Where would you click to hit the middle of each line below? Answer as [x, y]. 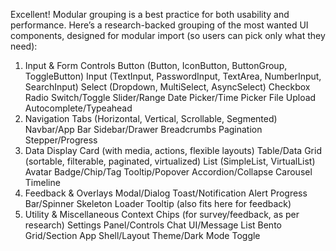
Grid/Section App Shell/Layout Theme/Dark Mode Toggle [142, 235]
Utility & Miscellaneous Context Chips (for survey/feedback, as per [162, 214]
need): [24, 46]
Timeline [42, 182]
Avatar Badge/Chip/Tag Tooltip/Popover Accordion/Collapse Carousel [168, 172]
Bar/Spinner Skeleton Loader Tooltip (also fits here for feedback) [158, 203]
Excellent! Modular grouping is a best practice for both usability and [150, 14]
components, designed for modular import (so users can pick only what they [168, 35]
